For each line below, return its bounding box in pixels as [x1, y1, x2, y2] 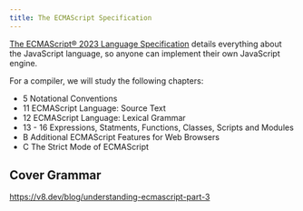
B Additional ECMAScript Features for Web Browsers [22, 131, 220, 142]
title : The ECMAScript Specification [9, 13, 152, 23]
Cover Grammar [9, 167, 102, 183]
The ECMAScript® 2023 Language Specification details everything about [9, 38, 283, 49]
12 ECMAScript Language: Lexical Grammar [22, 112, 186, 123]
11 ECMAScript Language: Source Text [22, 102, 166, 114]
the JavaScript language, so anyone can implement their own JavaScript [9, 47, 280, 59]
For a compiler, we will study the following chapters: [9, 75, 204, 86]
